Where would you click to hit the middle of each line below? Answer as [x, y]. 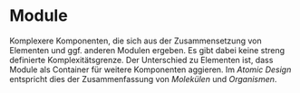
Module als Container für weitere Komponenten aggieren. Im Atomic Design [150, 70]
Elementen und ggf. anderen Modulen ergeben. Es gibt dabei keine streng [147, 50]
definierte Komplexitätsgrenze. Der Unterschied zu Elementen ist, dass [141, 60]
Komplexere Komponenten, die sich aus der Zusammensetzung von [135, 41]
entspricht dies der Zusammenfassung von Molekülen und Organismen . [143, 79]
